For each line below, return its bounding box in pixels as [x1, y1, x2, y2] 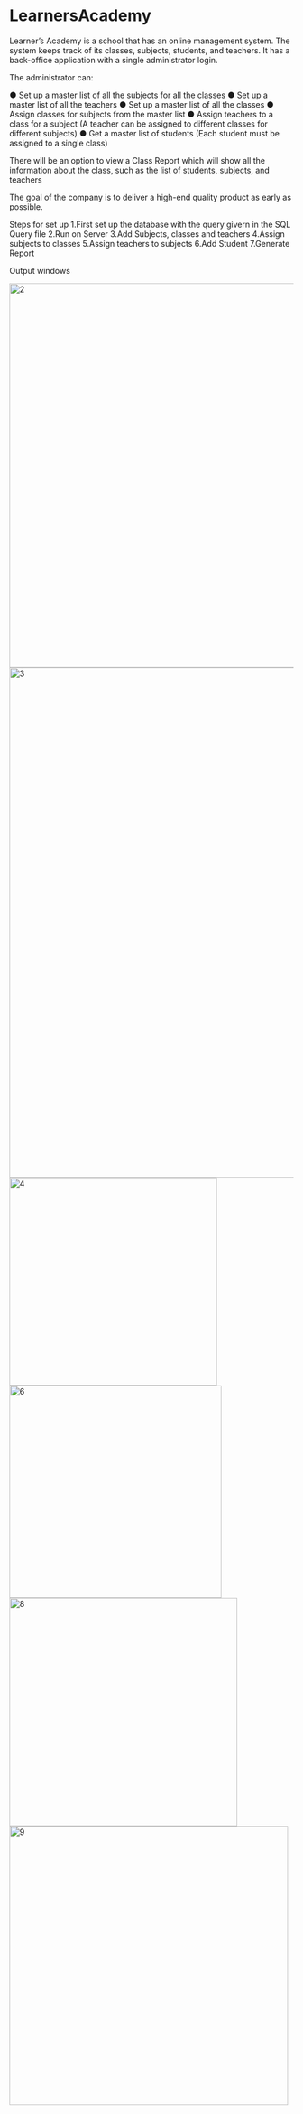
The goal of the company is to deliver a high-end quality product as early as [9, 192, 291, 202]
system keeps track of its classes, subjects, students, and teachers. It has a [9, 44, 290, 55]
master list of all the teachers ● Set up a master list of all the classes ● [9, 99, 275, 109]
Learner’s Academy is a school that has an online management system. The [9, 35, 290, 46]
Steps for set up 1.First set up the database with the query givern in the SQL [9, 219, 291, 230]
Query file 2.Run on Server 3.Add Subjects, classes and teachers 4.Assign [9, 228, 286, 240]
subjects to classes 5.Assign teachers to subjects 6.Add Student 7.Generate [9, 238, 290, 249]
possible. [9, 201, 43, 212]
